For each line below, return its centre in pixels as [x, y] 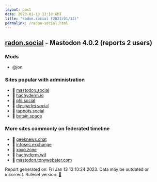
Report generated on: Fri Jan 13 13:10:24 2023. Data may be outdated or [77, 169]
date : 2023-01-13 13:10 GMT [33, 14]
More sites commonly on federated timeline [57, 129]
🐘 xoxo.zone [24, 149]
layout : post [18, 9]
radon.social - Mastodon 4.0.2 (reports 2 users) [79, 42]
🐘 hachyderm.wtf [29, 155]
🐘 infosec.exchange [32, 144]
